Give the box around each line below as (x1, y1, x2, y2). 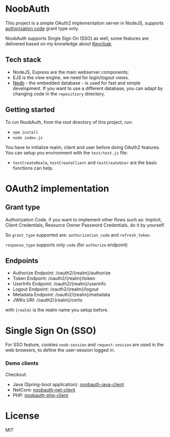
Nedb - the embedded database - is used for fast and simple (12, 80, 141, 86)
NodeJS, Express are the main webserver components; (12, 69, 129, 75)
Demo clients (5, 360, 39, 367)
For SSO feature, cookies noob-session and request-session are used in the (5, 342, 164, 348)
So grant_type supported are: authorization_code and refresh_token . (5, 232, 152, 238)
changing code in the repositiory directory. (12, 90, 106, 97)
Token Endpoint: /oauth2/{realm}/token (12, 275, 95, 281)
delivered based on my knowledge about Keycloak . (5, 40, 113, 46)
